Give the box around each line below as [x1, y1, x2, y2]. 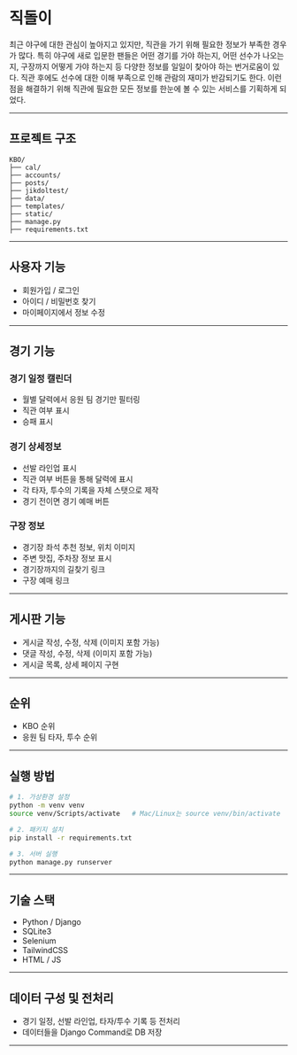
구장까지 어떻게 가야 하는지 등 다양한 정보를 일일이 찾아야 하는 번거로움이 [20, 61, 271, 72]
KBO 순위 [21, 721, 56, 732]
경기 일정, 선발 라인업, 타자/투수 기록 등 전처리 [21, 1016, 181, 1027]
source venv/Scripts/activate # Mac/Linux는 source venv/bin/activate [9, 810, 281, 818]
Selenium [21, 935, 57, 946]
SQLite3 [21, 927, 52, 937]
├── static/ [9, 209, 53, 218]
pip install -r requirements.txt [9, 834, 133, 842]
